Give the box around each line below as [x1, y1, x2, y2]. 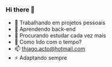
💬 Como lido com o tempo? [14, 39, 82, 46]
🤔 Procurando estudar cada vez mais [14, 32, 107, 39]
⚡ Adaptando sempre [14, 54, 67, 62]
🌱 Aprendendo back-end [14, 25, 76, 33]
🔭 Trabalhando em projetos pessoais [14, 19, 106, 27]
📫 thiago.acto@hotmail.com [14, 45, 86, 53]
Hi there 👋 [5, 5, 36, 14]
